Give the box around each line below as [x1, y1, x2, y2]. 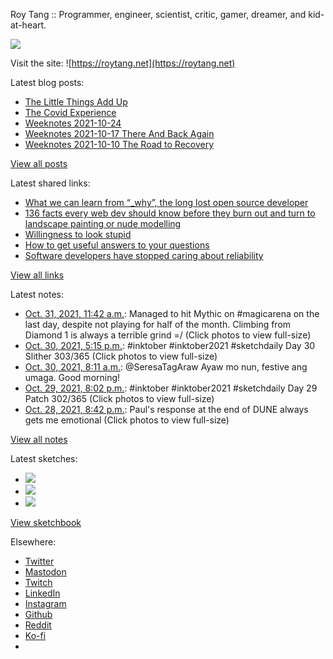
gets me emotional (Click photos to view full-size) [24, 414, 230, 426]
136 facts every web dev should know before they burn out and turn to [24, 207, 316, 219]
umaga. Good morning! [24, 372, 121, 383]
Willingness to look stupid [24, 229, 132, 240]
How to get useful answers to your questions [24, 239, 210, 251]
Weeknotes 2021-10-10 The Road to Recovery [24, 139, 215, 150]
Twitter [24, 555, 55, 567]
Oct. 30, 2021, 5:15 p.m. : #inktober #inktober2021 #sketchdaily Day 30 [24, 340, 316, 351]
